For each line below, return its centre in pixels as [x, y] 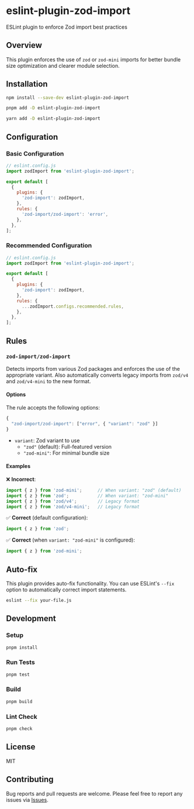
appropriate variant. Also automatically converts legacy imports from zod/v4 [97, 375]
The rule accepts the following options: [53, 408]
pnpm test [18, 674]
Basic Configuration [35, 153]
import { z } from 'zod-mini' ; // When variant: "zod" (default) [94, 490]
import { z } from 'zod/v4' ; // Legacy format [73, 501]
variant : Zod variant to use [47, 440]
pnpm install [22, 648]
